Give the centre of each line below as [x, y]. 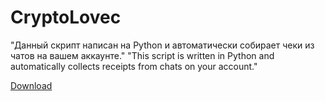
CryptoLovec [66, 17]
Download [31, 85]
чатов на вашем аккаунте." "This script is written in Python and [142, 55]
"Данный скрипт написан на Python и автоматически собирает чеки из [162, 45]
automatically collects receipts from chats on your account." [134, 66]
